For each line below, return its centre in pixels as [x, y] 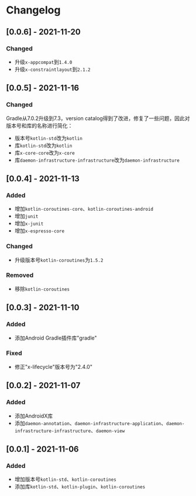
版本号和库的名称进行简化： [39, 125]
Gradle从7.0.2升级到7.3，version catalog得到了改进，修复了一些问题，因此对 [98, 118]
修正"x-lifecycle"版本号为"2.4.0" [53, 367]
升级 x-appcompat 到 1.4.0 [43, 61]
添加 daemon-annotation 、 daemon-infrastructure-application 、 [90, 423]
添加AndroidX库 [34, 416]
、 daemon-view [108, 430]
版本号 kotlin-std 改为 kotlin [49, 138]
